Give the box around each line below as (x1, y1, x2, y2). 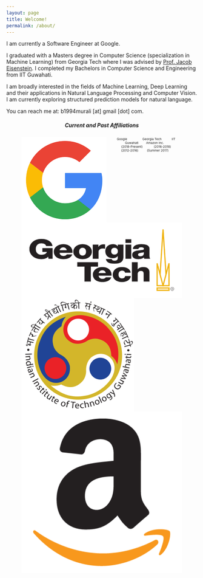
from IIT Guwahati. (6, 71, 53, 78)
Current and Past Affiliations (64, 122, 139, 129)
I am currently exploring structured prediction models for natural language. (6, 96, 193, 103)
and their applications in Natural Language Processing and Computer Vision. (6, 89, 198, 97)
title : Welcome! (6, 16, 47, 22)
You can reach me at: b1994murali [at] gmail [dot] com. (6, 108, 144, 115)
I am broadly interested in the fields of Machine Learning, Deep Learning (6, 83, 188, 91)
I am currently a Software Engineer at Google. (6, 40, 121, 47)
